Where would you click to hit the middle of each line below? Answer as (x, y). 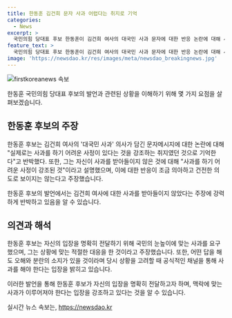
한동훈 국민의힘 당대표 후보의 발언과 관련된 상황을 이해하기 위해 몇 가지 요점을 (111, 93)
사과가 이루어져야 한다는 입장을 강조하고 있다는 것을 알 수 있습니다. (96, 292)
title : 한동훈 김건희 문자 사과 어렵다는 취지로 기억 (72, 13)
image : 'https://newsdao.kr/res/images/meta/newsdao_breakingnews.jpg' (112, 59)
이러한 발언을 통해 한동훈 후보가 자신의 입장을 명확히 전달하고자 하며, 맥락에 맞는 (115, 284)
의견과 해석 (29, 225)
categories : (24, 20)
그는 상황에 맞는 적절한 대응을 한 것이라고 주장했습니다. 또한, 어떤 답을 (121, 252)
